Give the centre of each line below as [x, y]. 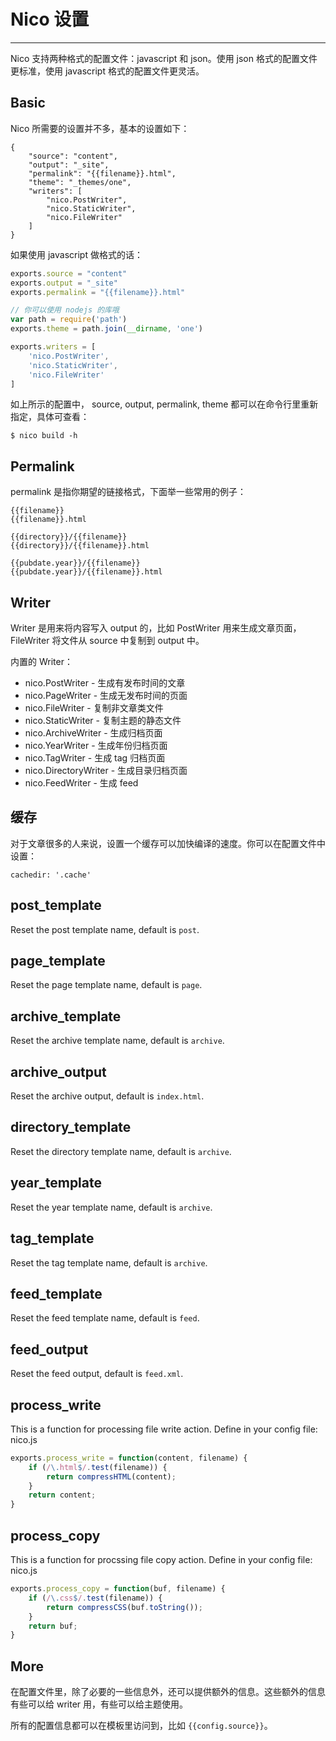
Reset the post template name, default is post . [105, 929]
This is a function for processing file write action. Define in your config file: [164, 1429]
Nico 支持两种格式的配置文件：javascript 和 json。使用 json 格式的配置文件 [164, 58]
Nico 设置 [50, 19]
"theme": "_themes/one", [80, 182]
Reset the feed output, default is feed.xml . [97, 1374]
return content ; [62, 1495]
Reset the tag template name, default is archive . [109, 1262]
